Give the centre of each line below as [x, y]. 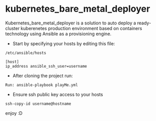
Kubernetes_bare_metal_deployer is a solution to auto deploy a [71, 23]
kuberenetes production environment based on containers [81, 28]
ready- [144, 23]
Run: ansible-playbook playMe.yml [42, 85]
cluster [12, 28]
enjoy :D [14, 113]
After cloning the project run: [43, 75]
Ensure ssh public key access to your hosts [58, 94]
